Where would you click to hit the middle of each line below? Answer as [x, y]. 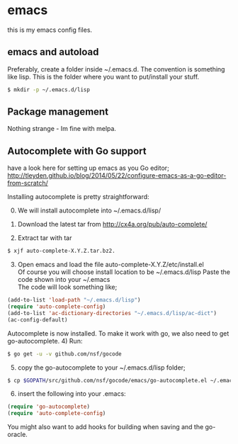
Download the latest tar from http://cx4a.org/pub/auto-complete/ [112, 224]
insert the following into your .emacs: [72, 394]
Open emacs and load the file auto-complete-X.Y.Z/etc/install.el [110, 265]
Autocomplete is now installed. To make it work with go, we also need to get [118, 333]
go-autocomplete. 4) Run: [45, 341]
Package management [58, 112]
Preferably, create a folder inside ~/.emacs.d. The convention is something [116, 69]
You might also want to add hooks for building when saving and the [106, 427]
